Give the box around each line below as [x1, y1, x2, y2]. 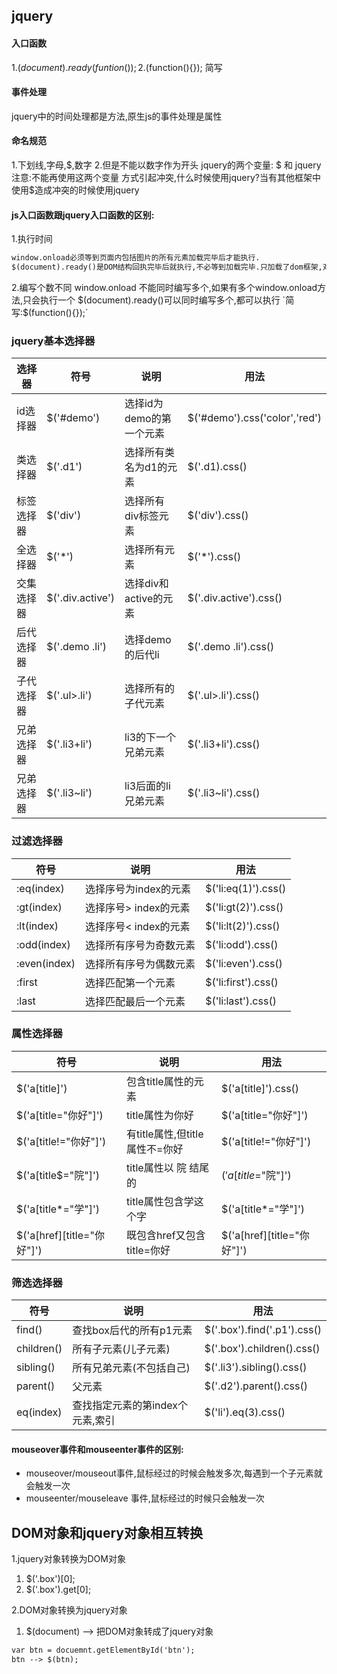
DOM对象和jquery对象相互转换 [11, 1524, 203, 1541]
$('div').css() [187, 509, 249, 523]
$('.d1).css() [187, 460, 248, 474]
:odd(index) [16, 937, 71, 951]
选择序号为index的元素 [85, 882, 191, 896]
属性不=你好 [126, 1142, 184, 1156]
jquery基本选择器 [11, 334, 96, 348]
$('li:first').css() [205, 975, 279, 989]
